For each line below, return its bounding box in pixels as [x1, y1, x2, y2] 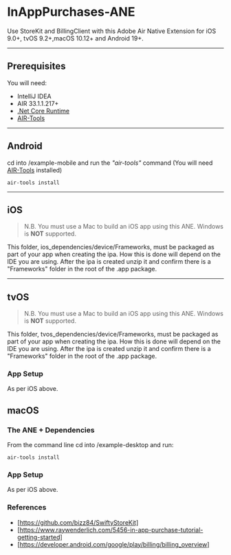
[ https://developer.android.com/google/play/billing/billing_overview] [16, 540, 210, 548]
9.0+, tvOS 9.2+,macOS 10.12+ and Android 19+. [7, 34, 144, 42]
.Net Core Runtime [16, 106, 70, 115]
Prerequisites [7, 60, 66, 72]
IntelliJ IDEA [16, 92, 52, 100]
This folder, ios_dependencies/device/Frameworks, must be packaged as [7, 243, 214, 251]
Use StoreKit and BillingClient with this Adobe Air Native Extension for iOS [7, 27, 217, 35]
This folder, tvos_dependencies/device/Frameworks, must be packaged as [7, 330, 219, 339]
